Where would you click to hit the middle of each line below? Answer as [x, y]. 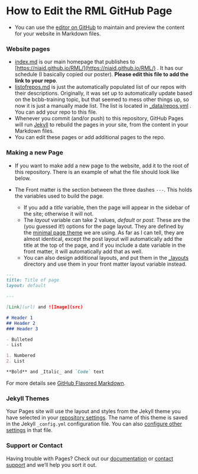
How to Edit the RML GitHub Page [89, 11]
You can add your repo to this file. [56, 112]
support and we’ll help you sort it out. [51, 465]
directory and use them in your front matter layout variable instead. [105, 264]
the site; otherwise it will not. [58, 214]
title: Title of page [33, 280]
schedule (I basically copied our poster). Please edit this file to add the [102, 75]
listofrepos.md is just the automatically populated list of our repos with [100, 87]
